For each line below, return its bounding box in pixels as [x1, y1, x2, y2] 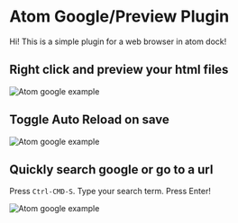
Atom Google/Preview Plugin [9, 6, 230, 27]
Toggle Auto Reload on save [9, 112, 169, 128]
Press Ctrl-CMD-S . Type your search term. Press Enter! [9, 186, 212, 197]
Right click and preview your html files [9, 62, 229, 77]
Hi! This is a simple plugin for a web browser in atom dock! [9, 36, 227, 47]
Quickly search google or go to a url [9, 162, 214, 177]
